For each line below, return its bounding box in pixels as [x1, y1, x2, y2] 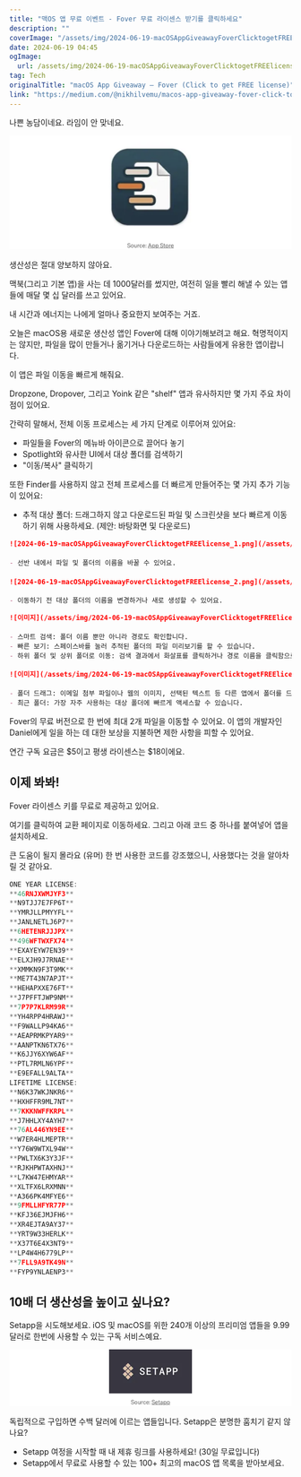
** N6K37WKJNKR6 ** [9, 1087, 74, 1097]
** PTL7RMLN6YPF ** [9, 1059, 74, 1068]
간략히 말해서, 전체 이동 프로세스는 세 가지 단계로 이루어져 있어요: [9, 419, 236, 429]
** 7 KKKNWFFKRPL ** [9, 1107, 74, 1116]
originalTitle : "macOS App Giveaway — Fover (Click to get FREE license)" [9, 81, 295, 90]
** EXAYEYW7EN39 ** [9, 946, 74, 954]
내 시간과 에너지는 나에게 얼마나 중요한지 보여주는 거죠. [9, 309, 201, 320]
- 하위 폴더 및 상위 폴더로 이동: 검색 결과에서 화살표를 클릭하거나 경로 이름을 [9, 651, 262, 661]
